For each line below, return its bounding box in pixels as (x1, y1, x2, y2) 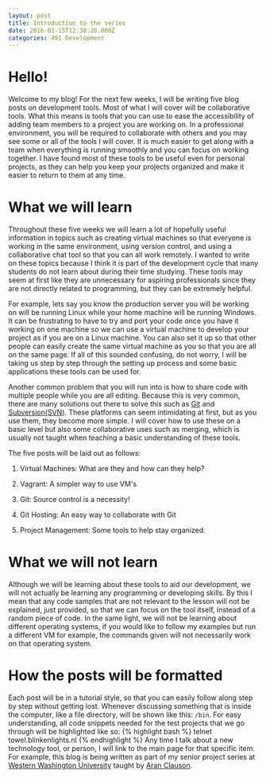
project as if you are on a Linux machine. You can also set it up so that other (8, 333, 256, 343)
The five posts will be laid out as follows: (8, 449, 141, 458)
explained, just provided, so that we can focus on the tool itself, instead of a (8, 605, 256, 615)
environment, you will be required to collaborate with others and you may (8, 128, 248, 138)
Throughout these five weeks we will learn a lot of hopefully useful (8, 224, 226, 235)
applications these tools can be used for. (8, 367, 141, 376)
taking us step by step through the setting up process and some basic (8, 359, 237, 368)
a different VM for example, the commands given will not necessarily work (8, 630, 252, 640)
